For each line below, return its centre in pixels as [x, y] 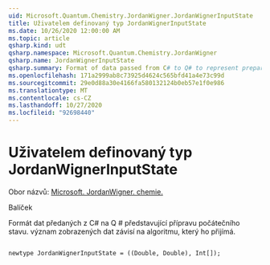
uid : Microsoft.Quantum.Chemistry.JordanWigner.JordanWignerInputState [131, 16]
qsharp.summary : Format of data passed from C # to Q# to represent [124, 68]
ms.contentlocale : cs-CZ [50, 98]
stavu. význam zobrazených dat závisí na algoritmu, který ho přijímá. [122, 231]
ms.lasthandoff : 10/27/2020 [55, 105]
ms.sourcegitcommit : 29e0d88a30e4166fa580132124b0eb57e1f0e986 [117, 83]
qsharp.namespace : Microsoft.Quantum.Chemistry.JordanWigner [113, 53]
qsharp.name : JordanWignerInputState [72, 61]
